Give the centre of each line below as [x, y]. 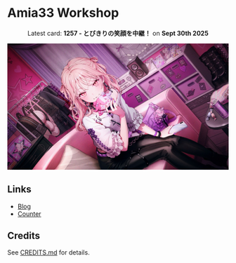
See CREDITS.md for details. [48, 252]
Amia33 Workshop [63, 13]
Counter [29, 214]
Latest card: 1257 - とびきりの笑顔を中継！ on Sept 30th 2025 [118, 33]
